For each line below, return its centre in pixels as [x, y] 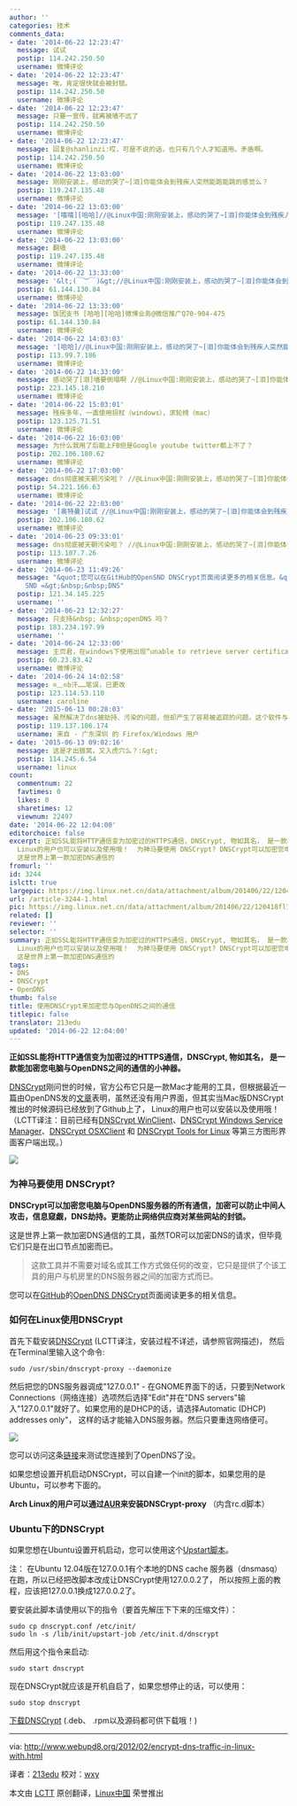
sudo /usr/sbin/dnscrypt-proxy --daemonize [91, 1369]
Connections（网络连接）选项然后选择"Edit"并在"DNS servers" [124, 1397]
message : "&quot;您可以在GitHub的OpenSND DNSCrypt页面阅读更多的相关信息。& [150, 578]
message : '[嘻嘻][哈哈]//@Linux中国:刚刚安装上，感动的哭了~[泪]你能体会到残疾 [151, 215]
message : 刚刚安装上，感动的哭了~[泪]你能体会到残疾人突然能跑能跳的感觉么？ [143, 183]
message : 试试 [42, 51]
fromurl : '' [31, 866]
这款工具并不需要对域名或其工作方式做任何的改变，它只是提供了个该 [155, 1265]
